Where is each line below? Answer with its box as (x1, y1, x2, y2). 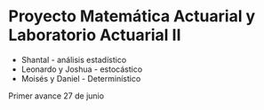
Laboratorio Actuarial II (8, 25, 181, 45)
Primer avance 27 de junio (8, 90, 104, 101)
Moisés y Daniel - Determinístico (20, 73, 141, 83)
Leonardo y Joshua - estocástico (20, 64, 143, 75)
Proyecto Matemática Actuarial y (8, 6, 256, 27)
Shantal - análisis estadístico (20, 54, 127, 65)
